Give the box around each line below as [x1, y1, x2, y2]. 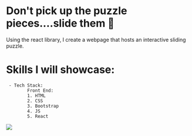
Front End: [27, 87, 54, 94]
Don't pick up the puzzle [6, 4, 127, 18]
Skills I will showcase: [6, 63, 115, 77]
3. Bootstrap [27, 103, 59, 109]
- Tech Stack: [8, 82, 43, 88]
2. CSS [27, 98, 43, 104]
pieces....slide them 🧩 [6, 16, 114, 30]
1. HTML [27, 92, 46, 98]
